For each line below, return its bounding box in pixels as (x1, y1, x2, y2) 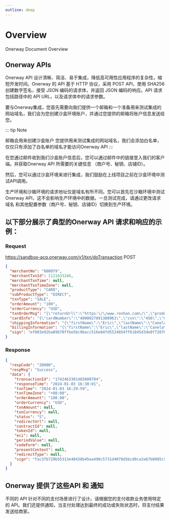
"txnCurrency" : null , (14, 409, 60, 415)
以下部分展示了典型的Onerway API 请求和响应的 (5, 218, 155, 226)
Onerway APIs (5, 60, 52, 69)
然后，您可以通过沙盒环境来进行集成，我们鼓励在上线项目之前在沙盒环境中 (5, 171, 160, 178)
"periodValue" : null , (14, 438, 60, 443)
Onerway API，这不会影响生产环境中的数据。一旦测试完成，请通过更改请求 (5, 195, 161, 201)
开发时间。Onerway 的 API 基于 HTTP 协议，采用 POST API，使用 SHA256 (9, 81, 165, 87)
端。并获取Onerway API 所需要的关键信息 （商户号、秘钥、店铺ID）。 (5, 161, 148, 167)
